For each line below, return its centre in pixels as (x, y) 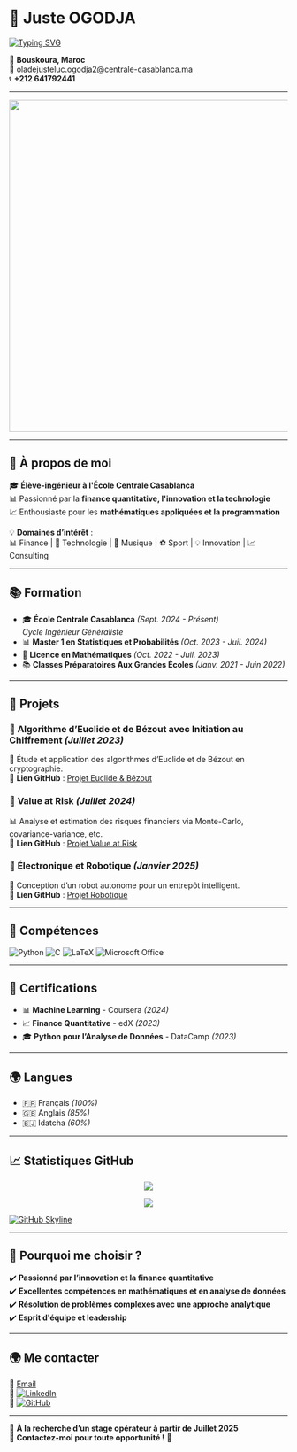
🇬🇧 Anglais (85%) (56, 1113)
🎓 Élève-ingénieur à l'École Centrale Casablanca (102, 485)
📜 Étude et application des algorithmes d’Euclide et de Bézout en (127, 760)
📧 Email (23, 1384)
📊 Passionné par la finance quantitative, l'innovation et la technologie (140, 498)
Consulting (29, 555)
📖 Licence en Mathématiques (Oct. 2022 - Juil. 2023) (121, 654)
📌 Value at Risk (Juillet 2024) (72, 801)
